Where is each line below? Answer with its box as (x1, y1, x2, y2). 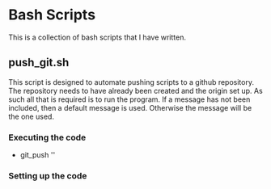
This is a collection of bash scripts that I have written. (8, 32, 186, 42)
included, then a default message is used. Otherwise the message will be (8, 103, 252, 112)
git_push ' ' (19, 150, 56, 160)
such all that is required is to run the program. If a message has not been (8, 94, 251, 104)
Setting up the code (8, 170, 87, 181)
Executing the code (8, 132, 87, 143)
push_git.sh (8, 56, 70, 69)
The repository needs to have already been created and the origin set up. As (8, 86, 263, 95)
